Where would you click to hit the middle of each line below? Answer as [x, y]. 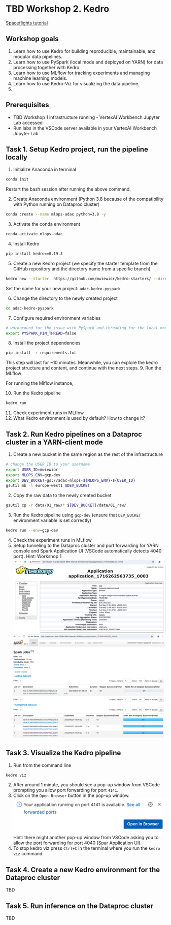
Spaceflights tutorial [27, 23]
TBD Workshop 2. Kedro [58, 9]
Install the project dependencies [47, 343]
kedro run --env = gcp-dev [32, 531]
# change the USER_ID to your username [48, 464]
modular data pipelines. [38, 56]
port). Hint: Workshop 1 [37, 557]
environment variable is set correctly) [52, 520]
